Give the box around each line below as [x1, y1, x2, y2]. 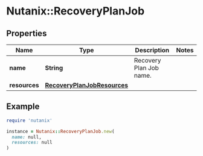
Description [135, 46, 170, 54]
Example [6, 101, 40, 112]
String [45, 64, 63, 72]
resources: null [11, 140, 53, 146]
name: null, [11, 134, 42, 140]
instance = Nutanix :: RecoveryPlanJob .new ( [6, 128, 115, 134]
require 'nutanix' [6, 117, 53, 123]
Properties [6, 28, 47, 39]
